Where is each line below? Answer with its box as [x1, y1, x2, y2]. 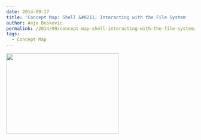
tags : [6, 31, 20, 37]
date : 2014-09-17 [6, 8, 50, 15]
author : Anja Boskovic [6, 20, 63, 26]
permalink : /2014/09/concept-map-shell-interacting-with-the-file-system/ [6, 25, 197, 32]
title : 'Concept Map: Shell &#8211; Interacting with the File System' [6, 14, 188, 20]
